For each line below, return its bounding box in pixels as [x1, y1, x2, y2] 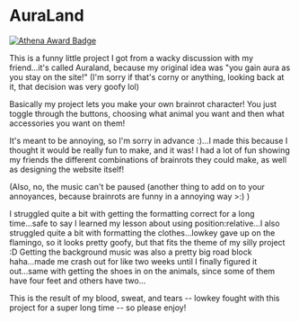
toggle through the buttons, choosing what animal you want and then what [9, 108, 285, 119]
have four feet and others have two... [9, 275, 146, 286]
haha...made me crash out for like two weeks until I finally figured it [9, 255, 258, 266]
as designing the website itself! [9, 164, 124, 174]
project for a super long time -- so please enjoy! [9, 302, 187, 313]
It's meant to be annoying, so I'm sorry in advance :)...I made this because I [9, 135, 288, 146]
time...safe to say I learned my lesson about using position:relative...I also [9, 218, 280, 228]
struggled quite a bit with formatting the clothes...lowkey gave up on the [9, 227, 276, 238]
